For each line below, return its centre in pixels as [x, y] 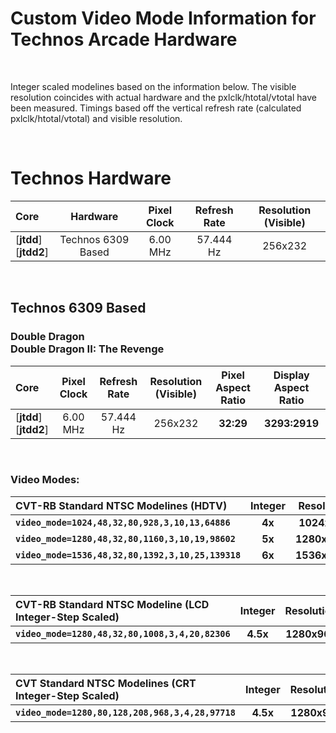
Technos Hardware [91, 178]
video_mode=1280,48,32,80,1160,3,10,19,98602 [125, 538]
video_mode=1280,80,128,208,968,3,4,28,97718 [125, 712]
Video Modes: [45, 480]
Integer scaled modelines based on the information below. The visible [153, 86]
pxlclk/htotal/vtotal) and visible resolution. [96, 118]
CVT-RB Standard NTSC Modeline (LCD [112, 604]
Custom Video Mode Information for [163, 18]
